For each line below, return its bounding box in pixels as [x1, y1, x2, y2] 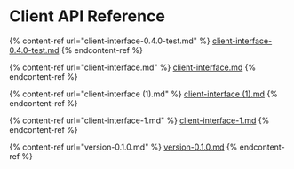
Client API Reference [9, 6, 166, 27]
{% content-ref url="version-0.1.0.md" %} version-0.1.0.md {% [9, 142, 238, 152]
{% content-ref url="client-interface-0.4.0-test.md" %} [9, 35, 211, 46]
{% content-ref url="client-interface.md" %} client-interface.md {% [9, 62, 256, 73]
